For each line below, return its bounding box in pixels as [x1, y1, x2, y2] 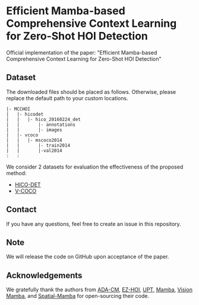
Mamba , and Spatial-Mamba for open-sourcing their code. [6, 293, 150, 300]
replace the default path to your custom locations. [6, 94, 129, 101]
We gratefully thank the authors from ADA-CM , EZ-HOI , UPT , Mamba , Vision [6, 286, 193, 293]
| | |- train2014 [6, 142, 70, 148]
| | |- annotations [6, 122, 76, 128]
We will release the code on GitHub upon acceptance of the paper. [6, 253, 169, 260]
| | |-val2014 [6, 147, 62, 154]
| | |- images [6, 126, 62, 133]
